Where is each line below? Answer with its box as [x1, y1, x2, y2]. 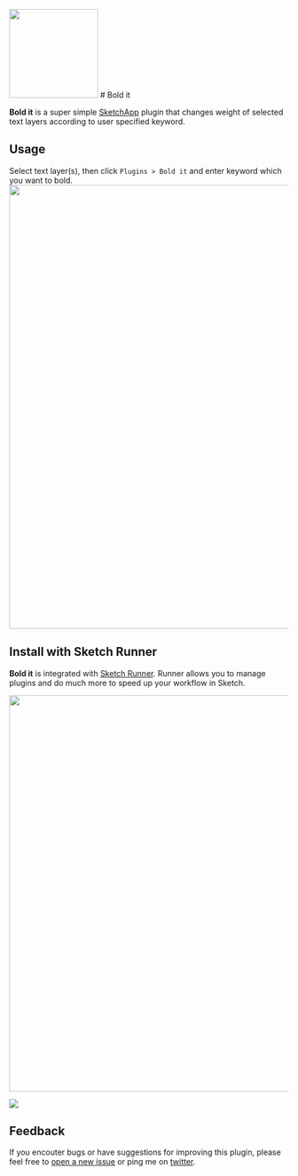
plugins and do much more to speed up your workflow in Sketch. [9, 677, 246, 688]
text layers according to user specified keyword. [9, 116, 186, 127]
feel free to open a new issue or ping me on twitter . [9, 1156, 196, 1167]
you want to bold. [9, 175, 74, 185]
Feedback [9, 1124, 66, 1139]
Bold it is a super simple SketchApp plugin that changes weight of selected [9, 107, 284, 117]
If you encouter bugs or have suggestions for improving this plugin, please [9, 1147, 281, 1157]
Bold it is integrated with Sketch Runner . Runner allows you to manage [9, 667, 266, 678]
